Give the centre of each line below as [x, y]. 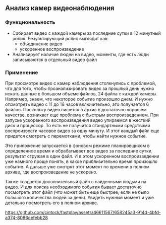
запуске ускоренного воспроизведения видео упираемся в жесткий [78, 120]
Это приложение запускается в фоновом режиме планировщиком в [78, 146]
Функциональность [30, 22]
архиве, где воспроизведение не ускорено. [51, 172]
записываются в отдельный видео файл [55, 60]
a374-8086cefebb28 [27, 218]
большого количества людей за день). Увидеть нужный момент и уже [80, 197]
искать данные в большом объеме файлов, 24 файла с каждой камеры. [81, 93]
